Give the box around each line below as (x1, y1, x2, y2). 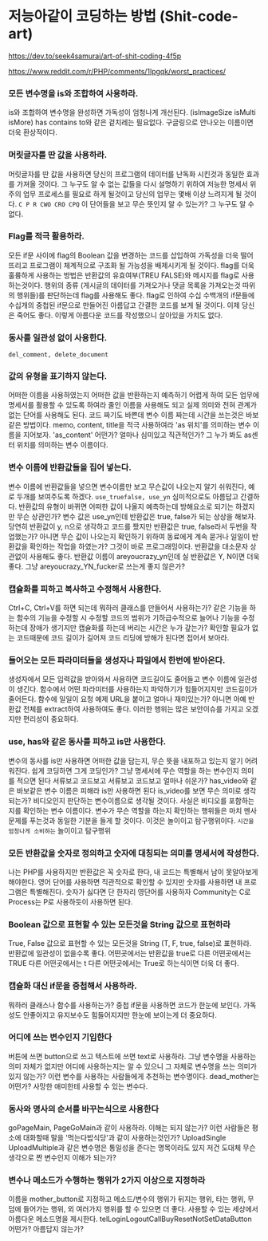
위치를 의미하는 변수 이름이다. (16, 440, 109, 450)
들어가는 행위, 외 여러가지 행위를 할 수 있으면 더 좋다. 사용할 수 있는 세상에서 (22, 1204, 259, 1214)
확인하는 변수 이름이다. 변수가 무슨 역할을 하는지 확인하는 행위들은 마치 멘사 (22, 806, 258, 815)
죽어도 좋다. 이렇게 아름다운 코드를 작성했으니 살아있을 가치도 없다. (16, 310, 223, 320)
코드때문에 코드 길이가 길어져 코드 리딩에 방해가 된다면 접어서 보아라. (16, 633, 230, 643)
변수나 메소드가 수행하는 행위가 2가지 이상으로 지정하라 (8, 1175, 206, 1186)
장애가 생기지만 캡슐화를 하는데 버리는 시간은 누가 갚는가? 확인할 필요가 (29, 623, 250, 632)
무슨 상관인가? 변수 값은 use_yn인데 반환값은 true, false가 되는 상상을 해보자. (16, 511, 257, 521)
